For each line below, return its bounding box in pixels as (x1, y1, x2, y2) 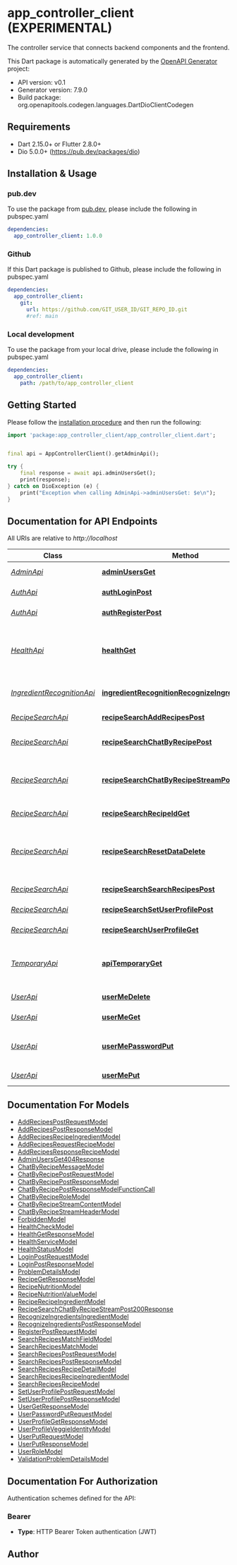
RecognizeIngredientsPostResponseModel (17, 1320, 141, 1329)
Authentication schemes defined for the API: (7, 1494, 136, 1503)
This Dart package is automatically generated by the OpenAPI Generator (7, 56, 218, 65)
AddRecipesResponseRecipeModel (17, 1147, 120, 1156)
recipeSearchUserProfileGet (102, 925, 199, 935)
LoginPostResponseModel (17, 1260, 94, 1269)
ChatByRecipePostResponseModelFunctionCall (17, 1185, 155, 1193)
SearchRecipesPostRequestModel (17, 1350, 117, 1358)
